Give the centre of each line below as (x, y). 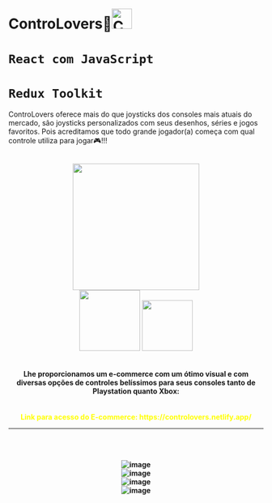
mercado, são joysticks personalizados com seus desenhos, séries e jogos (133, 123)
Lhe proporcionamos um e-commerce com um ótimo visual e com (136, 374)
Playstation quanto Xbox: (136, 391)
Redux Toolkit (56, 94)
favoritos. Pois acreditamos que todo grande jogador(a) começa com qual (132, 132)
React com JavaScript (81, 60)
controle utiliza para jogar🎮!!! (58, 141)
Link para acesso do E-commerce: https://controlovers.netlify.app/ (136, 417)
